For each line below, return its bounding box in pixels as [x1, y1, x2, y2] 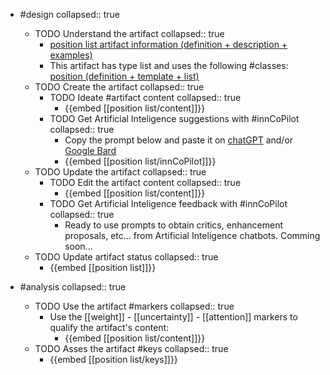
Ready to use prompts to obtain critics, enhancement [64, 219, 284, 231]
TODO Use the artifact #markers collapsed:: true [34, 300, 235, 312]
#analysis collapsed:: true [19, 281, 127, 293]
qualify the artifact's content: [49, 322, 170, 333]
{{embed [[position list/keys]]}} [49, 354, 178, 365]
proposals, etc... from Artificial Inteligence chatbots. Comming [64, 230, 321, 241]
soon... [64, 240, 93, 252]
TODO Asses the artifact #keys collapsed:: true [34, 343, 229, 354]
